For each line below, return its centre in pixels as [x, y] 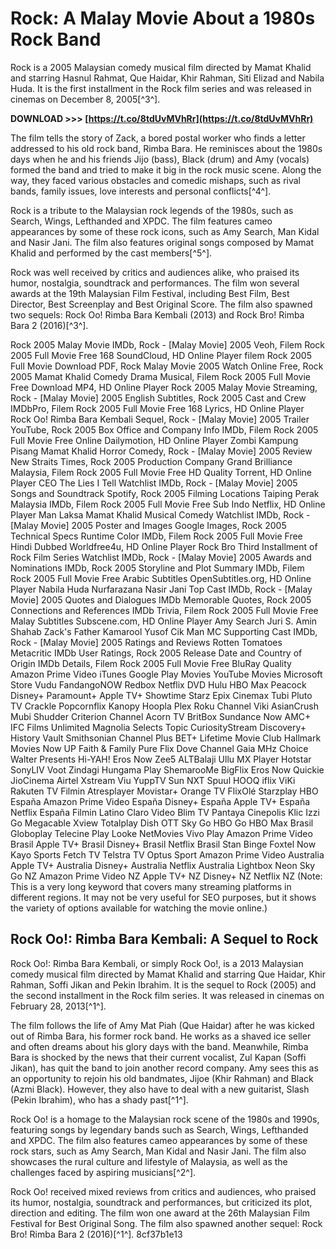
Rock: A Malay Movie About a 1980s [163, 18]
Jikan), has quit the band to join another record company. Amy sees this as [164, 1068]
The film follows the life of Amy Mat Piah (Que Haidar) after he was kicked [162, 1025]
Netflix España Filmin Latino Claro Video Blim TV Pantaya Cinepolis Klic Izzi [165, 812]
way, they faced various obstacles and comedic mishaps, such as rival [155, 180]
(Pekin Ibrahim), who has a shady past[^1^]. [99, 1099]
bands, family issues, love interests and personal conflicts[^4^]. [141, 191]
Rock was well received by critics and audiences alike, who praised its [155, 272]
